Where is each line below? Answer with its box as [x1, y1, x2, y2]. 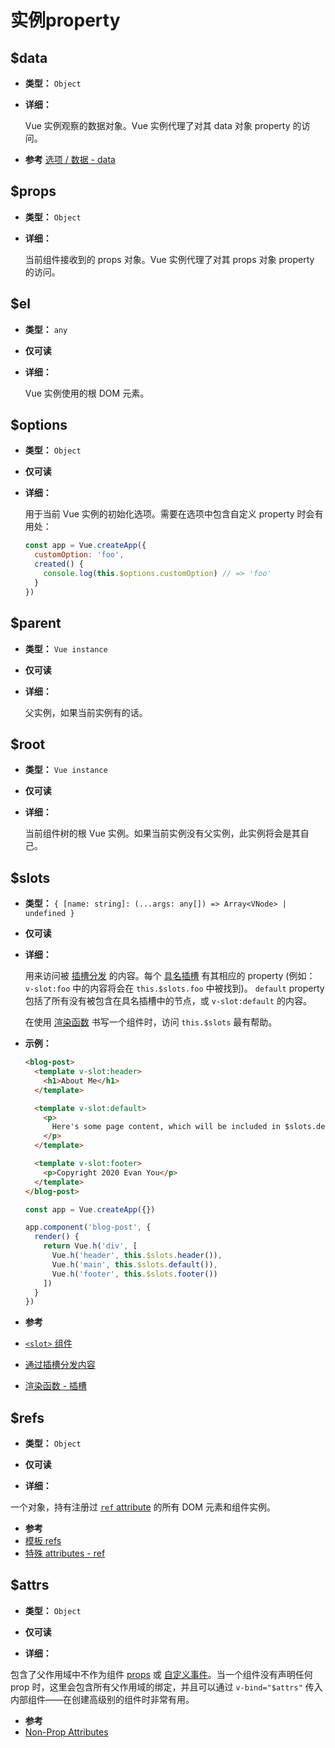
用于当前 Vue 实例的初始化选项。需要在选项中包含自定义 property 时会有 [24, 508, 324, 520]
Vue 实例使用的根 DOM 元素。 [24, 387, 150, 399]
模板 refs [24, 1535, 62, 1547]
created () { [34, 559, 84, 570]
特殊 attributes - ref [24, 1547, 106, 1560]
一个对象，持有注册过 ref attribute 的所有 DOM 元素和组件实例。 [10, 1501, 276, 1513]
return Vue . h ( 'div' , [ [43, 1241, 138, 1251]
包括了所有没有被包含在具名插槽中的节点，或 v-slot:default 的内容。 [24, 995, 312, 1007]
